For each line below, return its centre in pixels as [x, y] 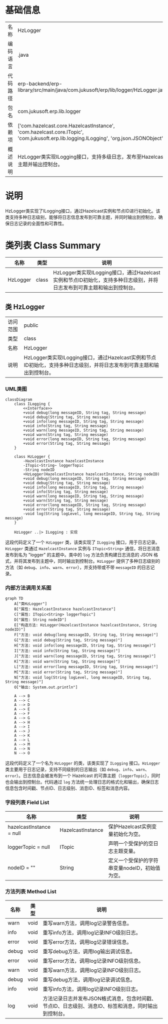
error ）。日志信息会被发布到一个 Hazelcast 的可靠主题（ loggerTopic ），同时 [83, 776]
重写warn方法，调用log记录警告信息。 [87, 923]
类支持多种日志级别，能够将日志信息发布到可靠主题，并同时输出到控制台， [82, 217]
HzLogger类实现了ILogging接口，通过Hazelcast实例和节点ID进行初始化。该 [83, 211]
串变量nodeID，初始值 [134, 868]
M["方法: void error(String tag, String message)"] [68, 672]
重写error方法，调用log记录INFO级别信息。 [93, 961]
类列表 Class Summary [53, 246]
